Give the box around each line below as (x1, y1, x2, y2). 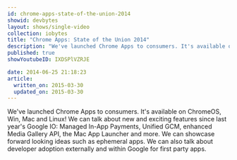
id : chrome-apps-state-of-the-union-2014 (7, 10, 131, 18)
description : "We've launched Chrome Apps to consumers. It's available (7, 43, 226, 50)
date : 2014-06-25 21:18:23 (7, 68, 87, 76)
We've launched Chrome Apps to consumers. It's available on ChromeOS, (7, 107, 222, 116)
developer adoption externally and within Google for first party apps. (7, 145, 207, 153)
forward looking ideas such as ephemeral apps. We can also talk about (7, 138, 213, 146)
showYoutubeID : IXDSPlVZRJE (7, 56, 90, 63)
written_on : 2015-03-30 (13, 81, 83, 88)
